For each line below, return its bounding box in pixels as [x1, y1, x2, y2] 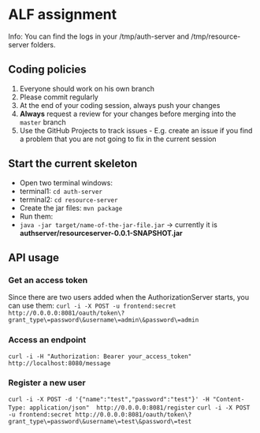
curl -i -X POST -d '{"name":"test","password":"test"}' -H [8, 395, 210, 403]
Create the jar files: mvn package [19, 203, 123, 212]
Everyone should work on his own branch [19, 84, 155, 93]
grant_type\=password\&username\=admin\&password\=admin [8, 316, 199, 324]
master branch [19, 117, 66, 127]
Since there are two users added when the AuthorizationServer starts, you [8, 293, 250, 302]
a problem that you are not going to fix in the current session [19, 134, 217, 144]
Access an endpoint [8, 334, 87, 345]
